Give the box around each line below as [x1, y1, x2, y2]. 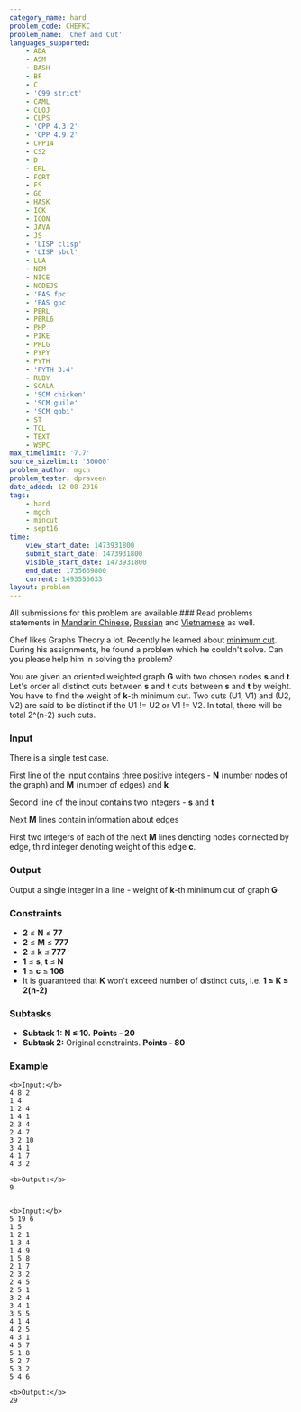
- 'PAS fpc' [25, 289, 70, 298]
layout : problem [9, 583, 70, 592]
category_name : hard [9, 13, 87, 23]
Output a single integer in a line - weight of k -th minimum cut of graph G [9, 884, 278, 895]
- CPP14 [25, 139, 54, 148]
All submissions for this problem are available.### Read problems [9, 607, 253, 618]
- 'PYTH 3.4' [25, 365, 75, 374]
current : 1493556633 [25, 574, 103, 584]
